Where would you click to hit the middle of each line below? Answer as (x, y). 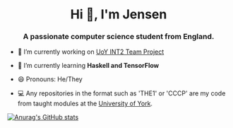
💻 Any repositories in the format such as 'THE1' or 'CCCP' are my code (121, 93)
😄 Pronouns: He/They (50, 79)
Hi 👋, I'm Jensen (119, 14)
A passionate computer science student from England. (119, 37)
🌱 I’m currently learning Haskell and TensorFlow (88, 66)
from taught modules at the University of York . (85, 104)
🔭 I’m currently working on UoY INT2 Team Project (91, 52)
